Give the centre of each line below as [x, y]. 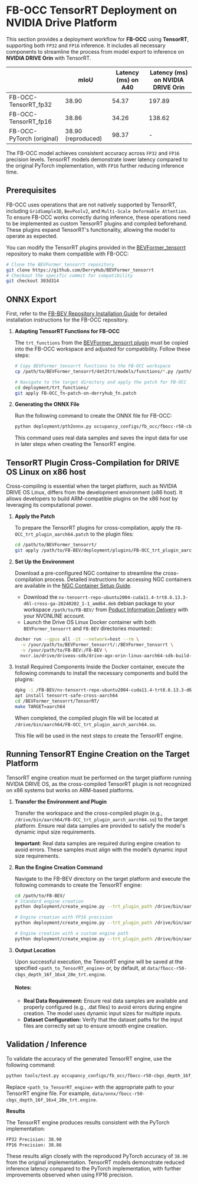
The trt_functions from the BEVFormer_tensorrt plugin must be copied [101, 343]
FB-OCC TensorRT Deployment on [92, 10]
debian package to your [146, 603]
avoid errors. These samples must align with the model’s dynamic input [101, 850]
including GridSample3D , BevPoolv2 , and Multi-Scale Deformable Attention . [97, 211]
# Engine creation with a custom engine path [71, 934]
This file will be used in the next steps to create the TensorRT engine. [99, 736]
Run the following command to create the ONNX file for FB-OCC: [93, 416]
